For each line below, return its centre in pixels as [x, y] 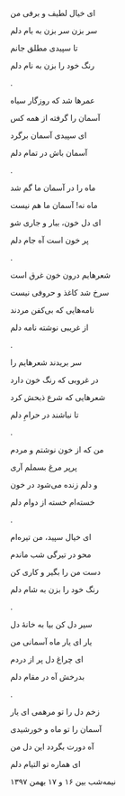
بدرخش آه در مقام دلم [47, 677]
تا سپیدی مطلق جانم [44, 48]
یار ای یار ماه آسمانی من [51, 642]
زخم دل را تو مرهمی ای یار [55, 712]
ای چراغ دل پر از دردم [47, 659]
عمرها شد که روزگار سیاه [53, 100]
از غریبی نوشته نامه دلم [49, 327]
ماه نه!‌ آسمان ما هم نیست [54, 205]
